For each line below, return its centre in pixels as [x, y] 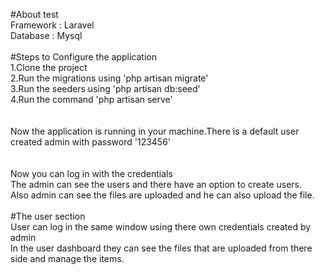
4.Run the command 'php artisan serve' [91, 99]
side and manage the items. [67, 258]
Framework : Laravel [52, 25]
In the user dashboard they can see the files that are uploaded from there [161, 248]
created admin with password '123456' [91, 142]
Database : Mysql [46, 35]
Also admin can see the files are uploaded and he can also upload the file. [162, 195]
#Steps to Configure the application [83, 57]
